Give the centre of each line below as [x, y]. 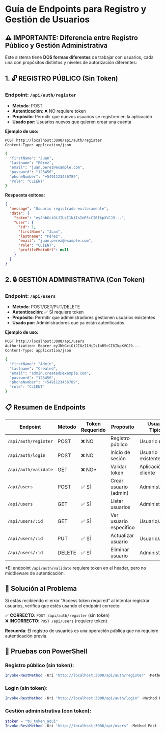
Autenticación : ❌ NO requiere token [49, 111]
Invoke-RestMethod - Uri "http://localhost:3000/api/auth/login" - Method [81, 698]
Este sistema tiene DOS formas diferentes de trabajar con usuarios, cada [79, 57]
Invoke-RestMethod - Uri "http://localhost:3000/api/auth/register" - [78, 675]
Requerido [93, 430]
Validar [118, 466]
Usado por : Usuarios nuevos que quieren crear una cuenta [72, 122]
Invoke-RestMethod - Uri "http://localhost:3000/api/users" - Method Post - [83, 726]
